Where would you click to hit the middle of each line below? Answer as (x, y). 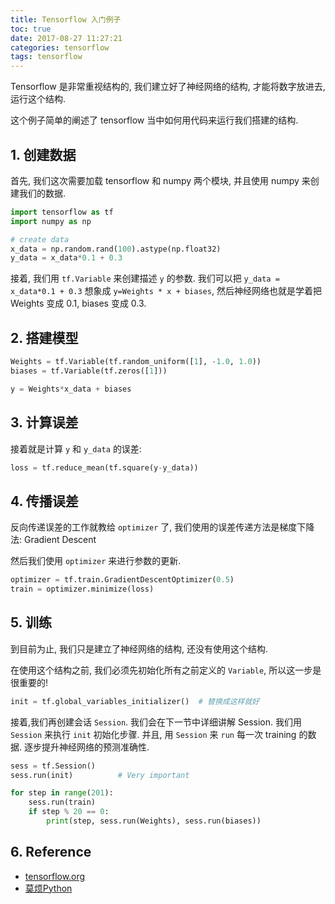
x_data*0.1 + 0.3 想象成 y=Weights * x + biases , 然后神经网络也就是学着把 (166, 291)
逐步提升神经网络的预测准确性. (86, 747)
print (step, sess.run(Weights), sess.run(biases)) (154, 821)
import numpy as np (51, 221)
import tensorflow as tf (62, 212)
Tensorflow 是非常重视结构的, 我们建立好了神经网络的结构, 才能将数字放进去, (168, 87)
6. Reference (51, 852)
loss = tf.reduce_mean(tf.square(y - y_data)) (104, 467)
